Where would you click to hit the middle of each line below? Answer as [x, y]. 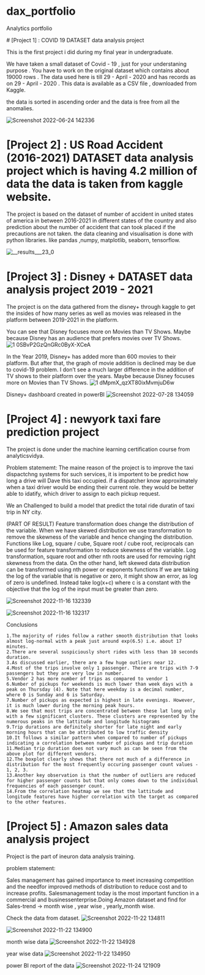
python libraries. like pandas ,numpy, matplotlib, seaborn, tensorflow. [93, 240]
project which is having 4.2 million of [102, 171]
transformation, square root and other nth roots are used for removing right [101, 556]
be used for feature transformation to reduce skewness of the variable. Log [101, 550]
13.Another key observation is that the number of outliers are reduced [101, 775]
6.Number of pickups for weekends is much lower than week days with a [99, 684]
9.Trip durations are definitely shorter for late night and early [94, 727]
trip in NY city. [24, 512]
